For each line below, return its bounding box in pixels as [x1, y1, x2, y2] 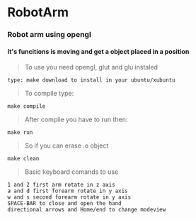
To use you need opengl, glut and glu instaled [24, 63, 158, 72]
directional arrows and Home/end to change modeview [7, 207, 166, 214]
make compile [7, 103, 46, 110]
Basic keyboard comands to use [24, 167, 119, 176]
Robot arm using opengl [7, 30, 92, 40]
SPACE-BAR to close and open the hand [7, 200, 122, 207]
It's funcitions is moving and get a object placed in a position [7, 47, 190, 55]
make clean [7, 155, 40, 163]
